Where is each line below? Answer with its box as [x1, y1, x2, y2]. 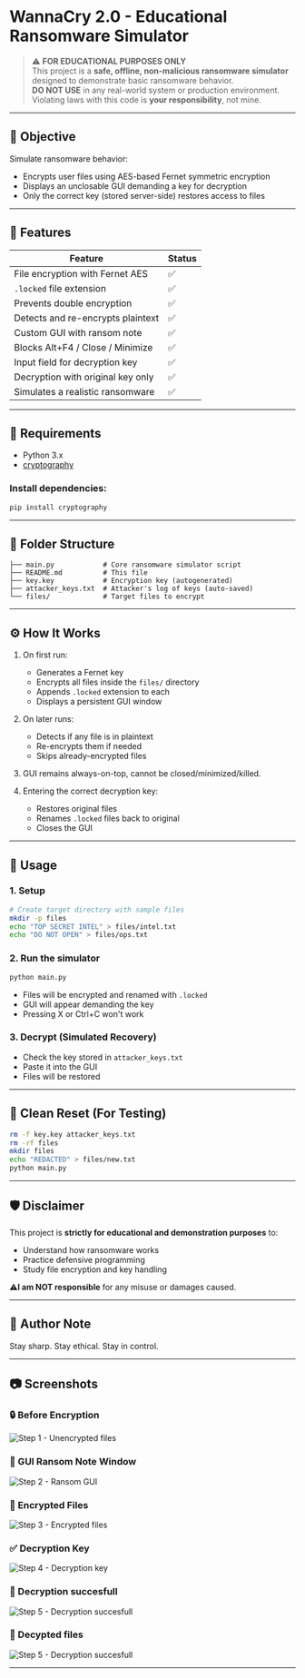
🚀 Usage [9, 857, 57, 873]
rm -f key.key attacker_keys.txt [9, 1130, 136, 1139]
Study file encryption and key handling [22, 1264, 168, 1275]
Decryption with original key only [14, 370, 154, 383]
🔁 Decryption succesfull [9, 1585, 118, 1598]
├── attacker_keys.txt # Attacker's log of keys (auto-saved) [9, 584, 254, 594]
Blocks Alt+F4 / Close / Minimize [14, 341, 153, 353]
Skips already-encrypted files [35, 751, 147, 762]
